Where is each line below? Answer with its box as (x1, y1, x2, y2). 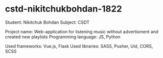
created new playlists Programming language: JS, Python (5, 34, 121, 40)
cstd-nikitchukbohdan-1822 (5, 3, 122, 14)
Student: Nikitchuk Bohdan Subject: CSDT (5, 19, 90, 25)
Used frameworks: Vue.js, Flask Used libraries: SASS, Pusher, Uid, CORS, (5, 43, 153, 49)
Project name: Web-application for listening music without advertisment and (5, 29, 159, 34)
